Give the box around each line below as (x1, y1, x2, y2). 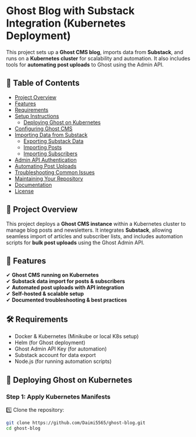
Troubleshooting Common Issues (14, 169, 95, 176)
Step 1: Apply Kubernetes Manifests (6, 392, 111, 401)
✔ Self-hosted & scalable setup (6, 290, 84, 298)
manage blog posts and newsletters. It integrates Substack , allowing (6, 226, 173, 233)
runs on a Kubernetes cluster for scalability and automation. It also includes (6, 55, 191, 62)
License (14, 187, 34, 195)
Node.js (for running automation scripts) (14, 358, 112, 365)
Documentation (14, 181, 52, 188)
